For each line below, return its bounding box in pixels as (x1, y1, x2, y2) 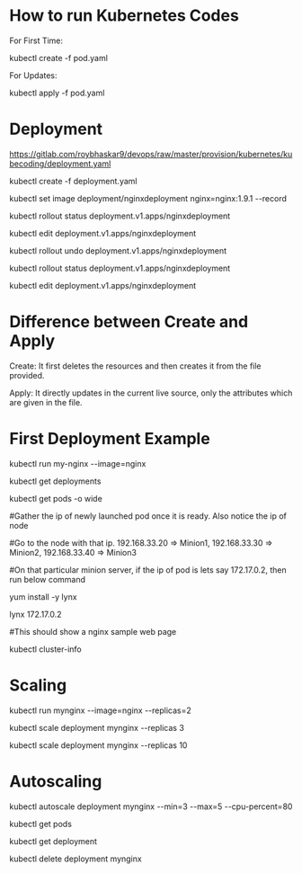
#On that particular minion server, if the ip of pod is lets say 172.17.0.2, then (9, 564, 287, 575)
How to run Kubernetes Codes (9, 5, 240, 26)
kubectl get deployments (9, 476, 102, 486)
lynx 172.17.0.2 (9, 609, 62, 619)
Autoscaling (9, 771, 102, 791)
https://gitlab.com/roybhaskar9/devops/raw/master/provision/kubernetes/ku (9, 148, 293, 159)
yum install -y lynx (9, 591, 78, 602)
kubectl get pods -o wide (9, 493, 103, 503)
